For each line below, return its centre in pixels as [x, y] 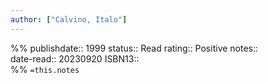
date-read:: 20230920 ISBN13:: [75, 58]
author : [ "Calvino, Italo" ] [69, 19]
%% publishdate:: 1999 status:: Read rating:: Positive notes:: [134, 48]
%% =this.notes [45, 69]
